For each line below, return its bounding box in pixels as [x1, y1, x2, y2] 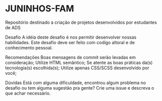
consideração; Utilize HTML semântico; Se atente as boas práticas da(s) [5, 59, 153, 65]
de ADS [5, 24, 21, 30]
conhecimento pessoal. [5, 45, 53, 50]
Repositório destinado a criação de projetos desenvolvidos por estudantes [5, 19, 157, 25]
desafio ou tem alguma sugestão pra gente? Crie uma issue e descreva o [5, 85, 155, 91]
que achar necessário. [5, 90, 51, 96]
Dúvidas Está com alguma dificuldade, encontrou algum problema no [5, 80, 146, 86]
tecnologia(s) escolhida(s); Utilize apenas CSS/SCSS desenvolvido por [5, 65, 150, 71]
